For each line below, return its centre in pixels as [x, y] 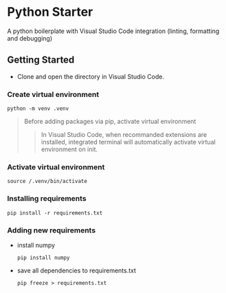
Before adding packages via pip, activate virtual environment [110, 122]
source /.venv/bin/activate [47, 182]
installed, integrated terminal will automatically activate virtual [128, 142]
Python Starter [50, 12]
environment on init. [69, 149]
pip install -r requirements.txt [55, 213]
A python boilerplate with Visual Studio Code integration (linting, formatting [113, 31]
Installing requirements [47, 199]
